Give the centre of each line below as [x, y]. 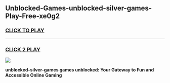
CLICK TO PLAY [25, 31]
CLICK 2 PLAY [23, 49]
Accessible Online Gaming [34, 75]
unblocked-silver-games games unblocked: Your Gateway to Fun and [80, 69]
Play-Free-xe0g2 [33, 16]
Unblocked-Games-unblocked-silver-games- [79, 8]
